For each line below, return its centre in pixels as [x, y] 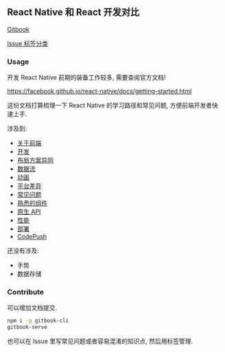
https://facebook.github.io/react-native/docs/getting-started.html [99, 91]
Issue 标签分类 [27, 43]
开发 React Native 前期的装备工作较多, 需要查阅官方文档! [86, 78]
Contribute [26, 292]
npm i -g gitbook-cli [38, 321]
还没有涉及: [23, 251]
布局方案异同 [35, 161]
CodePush [32, 237]
